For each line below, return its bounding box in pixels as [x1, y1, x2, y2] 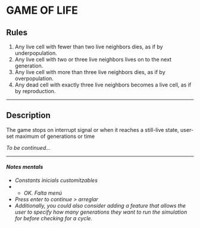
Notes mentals [6, 164, 43, 171]
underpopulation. [14, 50, 58, 57]
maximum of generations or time [15, 133, 95, 140]
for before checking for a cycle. [14, 215, 93, 222]
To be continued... [6, 144, 51, 151]
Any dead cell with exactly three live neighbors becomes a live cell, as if [14, 81, 192, 88]
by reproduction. [14, 88, 56, 94]
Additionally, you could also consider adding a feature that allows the [14, 202, 186, 209]
